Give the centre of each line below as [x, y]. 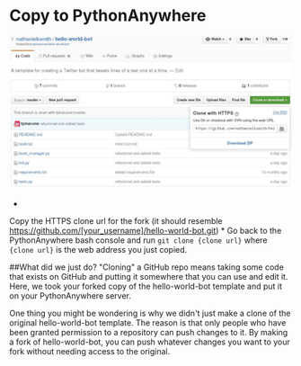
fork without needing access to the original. [90, 351]
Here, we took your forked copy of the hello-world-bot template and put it [146, 286]
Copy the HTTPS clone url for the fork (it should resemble [116, 220]
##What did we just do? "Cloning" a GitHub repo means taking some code [147, 267]
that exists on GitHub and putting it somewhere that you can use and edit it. [149, 276]
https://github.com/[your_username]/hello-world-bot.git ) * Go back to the [146, 230]
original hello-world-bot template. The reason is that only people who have [148, 322]
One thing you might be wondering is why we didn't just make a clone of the [150, 313]
